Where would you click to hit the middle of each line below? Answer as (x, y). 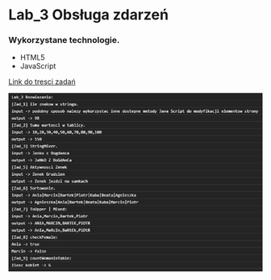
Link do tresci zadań (42, 81)
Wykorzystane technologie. (64, 40)
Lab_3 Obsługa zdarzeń (89, 15)
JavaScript (38, 66)
